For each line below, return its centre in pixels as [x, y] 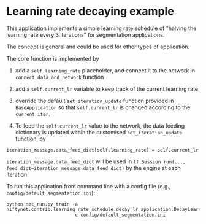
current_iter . [32, 114]
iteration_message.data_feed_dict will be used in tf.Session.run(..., [96, 161]
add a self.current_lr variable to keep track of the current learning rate [107, 89]
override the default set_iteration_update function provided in [94, 101]
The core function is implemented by [53, 58]
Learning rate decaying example [90, 11]
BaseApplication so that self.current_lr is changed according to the [103, 107]
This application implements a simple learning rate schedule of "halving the [101, 28]
